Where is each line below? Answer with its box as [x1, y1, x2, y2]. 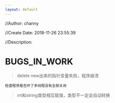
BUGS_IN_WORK [5, 56, 74, 67]
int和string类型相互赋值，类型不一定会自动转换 [16, 92, 110, 98]
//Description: [5, 39, 33, 45]
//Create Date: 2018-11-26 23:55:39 [5, 29, 76, 35]
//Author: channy [5, 20, 39, 26]
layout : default [5, 7, 38, 12]
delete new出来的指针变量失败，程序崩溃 [16, 73, 99, 78]
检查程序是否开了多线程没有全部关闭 [5, 83, 67, 88]
